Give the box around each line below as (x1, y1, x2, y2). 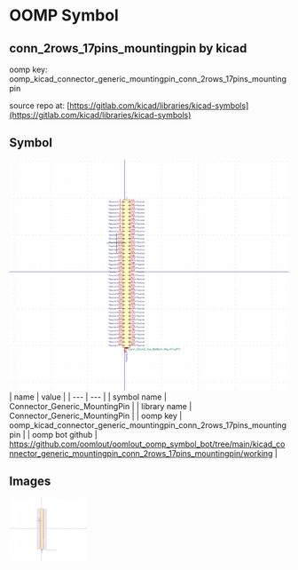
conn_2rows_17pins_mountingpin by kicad (9, 41, 247, 56)
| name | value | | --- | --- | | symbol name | (9, 392, 167, 402)
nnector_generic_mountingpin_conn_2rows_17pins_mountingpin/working (9, 447, 273, 458)
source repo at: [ (9, 100, 70, 111)
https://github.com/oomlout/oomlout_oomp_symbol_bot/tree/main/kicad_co (9, 439, 286, 449)
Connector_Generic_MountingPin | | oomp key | (9, 410, 183, 421)
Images (9, 474, 51, 488)
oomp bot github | (32, 429, 98, 439)
